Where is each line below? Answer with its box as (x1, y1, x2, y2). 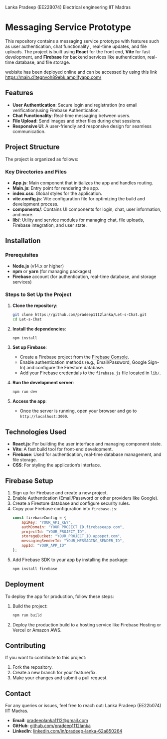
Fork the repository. (12, 664, 53, 670)
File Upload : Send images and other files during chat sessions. (12, 118, 142, 124)
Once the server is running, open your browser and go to (19, 408, 137, 414)
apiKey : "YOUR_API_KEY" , (21, 520, 73, 525)
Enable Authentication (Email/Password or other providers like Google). (12, 495, 159, 501)
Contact (5, 689, 31, 698)
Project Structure (5, 143, 60, 151)
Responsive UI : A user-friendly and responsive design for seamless (12, 123, 152, 129)
